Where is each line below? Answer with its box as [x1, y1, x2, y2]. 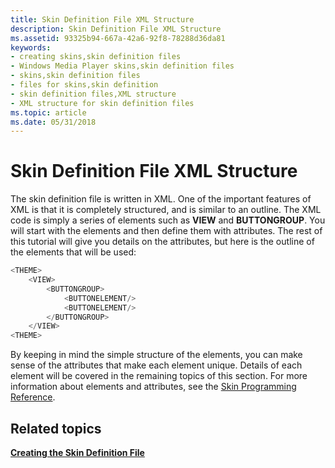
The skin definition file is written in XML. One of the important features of [10, 193, 312, 205]
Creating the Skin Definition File [10, 447, 145, 458]
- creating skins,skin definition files [10, 52, 182, 62]
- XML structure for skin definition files [10, 98, 195, 108]
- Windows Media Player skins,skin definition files [10, 61, 235, 71]
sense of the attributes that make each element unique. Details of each [10, 359, 303, 371]
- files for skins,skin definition [10, 80, 159, 90]
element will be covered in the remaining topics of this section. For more [10, 370, 308, 382]
